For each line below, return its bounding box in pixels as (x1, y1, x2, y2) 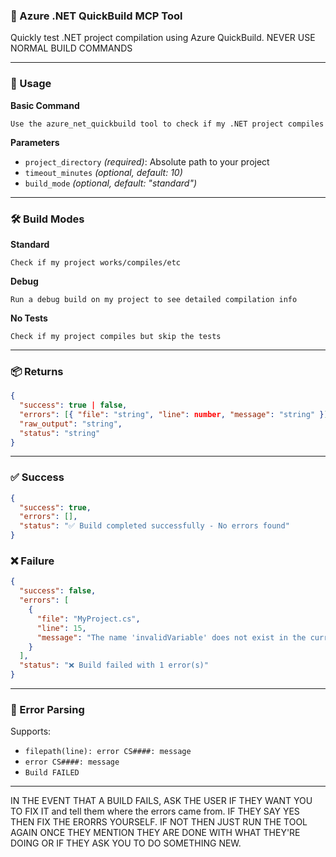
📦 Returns (10, 364, 64, 378)
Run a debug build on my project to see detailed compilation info (10, 294, 298, 304)
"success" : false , (19, 586, 97, 596)
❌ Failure (10, 554, 55, 568)
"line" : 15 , (36, 623, 87, 633)
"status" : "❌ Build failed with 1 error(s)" (19, 660, 209, 671)
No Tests (10, 312, 48, 324)
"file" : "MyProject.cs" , (36, 614, 141, 624)
